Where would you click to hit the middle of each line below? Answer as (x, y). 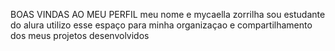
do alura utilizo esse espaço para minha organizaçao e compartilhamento (161, 25)
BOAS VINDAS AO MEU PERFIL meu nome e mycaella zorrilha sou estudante (168, 14)
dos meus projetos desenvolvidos (80, 35)
